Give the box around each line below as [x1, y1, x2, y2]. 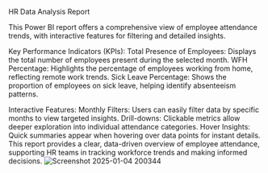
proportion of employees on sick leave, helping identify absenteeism [8, 80, 237, 90]
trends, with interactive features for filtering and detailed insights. [8, 31, 226, 40]
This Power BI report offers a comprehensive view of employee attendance [8, 23, 258, 31]
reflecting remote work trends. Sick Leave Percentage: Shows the [8, 72, 228, 81]
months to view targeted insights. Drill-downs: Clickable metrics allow [8, 113, 241, 123]
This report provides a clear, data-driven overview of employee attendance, [8, 139, 260, 148]
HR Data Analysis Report [8, 7, 90, 16]
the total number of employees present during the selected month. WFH [8, 56, 248, 64]
